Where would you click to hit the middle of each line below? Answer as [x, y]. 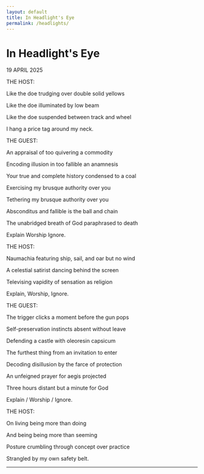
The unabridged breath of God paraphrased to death [72, 223]
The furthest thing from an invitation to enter [62, 352]
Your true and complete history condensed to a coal [71, 176]
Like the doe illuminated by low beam [53, 105]
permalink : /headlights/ [38, 23]
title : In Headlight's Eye [40, 18]
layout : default [27, 12]
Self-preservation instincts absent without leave [66, 329]
